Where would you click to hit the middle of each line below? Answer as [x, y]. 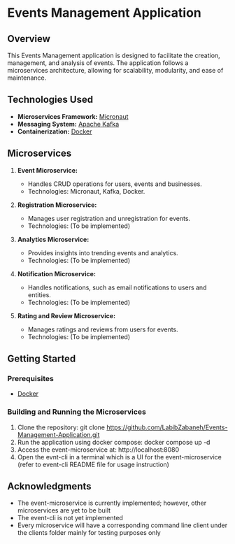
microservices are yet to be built [64, 510]
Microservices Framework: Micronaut [73, 116]
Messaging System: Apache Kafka [68, 124]
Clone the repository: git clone [61, 427]
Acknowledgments [50, 486]
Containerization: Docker [55, 131]
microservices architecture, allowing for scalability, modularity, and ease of [115, 70]
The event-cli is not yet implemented [70, 518]
